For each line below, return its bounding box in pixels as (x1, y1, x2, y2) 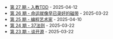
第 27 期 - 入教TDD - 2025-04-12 (9, 4, 78, 10)
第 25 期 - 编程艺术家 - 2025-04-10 (9, 17, 82, 22)
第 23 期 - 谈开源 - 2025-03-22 (9, 29, 74, 34)
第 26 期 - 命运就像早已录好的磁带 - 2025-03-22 (9, 10, 109, 16)
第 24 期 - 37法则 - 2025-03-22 (9, 22, 75, 28)
